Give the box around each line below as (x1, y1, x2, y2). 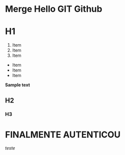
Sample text (5, 82, 30, 88)
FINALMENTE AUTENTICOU (5, 129, 121, 140)
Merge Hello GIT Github (5, 3, 102, 15)
